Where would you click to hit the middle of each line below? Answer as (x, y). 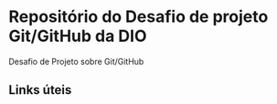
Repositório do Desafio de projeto (138, 17)
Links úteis (40, 90)
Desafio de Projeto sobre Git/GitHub (76, 61)
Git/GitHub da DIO (78, 36)
